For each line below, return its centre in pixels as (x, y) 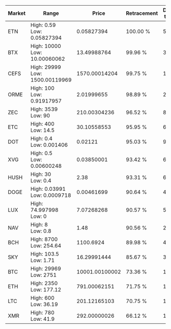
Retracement (142, 13)
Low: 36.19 (44, 304)
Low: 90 (40, 116)
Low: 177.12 (46, 289)
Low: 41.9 (42, 319)
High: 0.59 (43, 25)
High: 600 (42, 298)
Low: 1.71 (42, 260)
